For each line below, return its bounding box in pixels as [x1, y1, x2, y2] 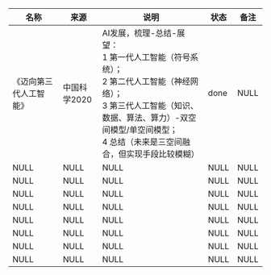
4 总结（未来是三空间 [102, 136, 183, 148]
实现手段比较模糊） [126, 148, 199, 160]
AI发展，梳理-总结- [102, 27, 177, 39]
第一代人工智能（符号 [109, 52, 191, 63]
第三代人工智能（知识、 [109, 100, 199, 111]
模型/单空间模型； [110, 124, 178, 135]
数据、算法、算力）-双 [102, 112, 189, 123]
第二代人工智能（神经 [109, 76, 191, 87]
